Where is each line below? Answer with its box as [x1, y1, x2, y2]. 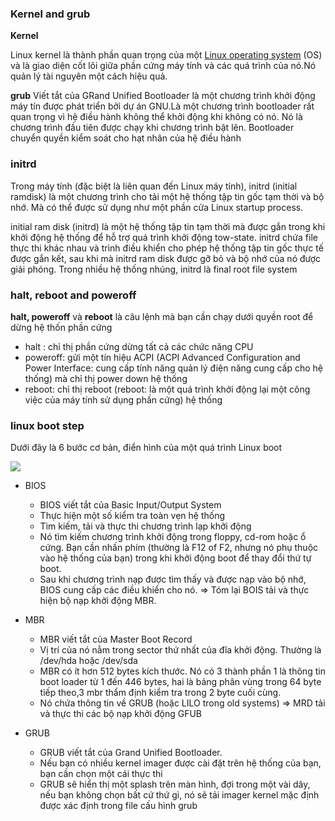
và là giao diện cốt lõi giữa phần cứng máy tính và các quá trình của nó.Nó [10, 60, 317, 72]
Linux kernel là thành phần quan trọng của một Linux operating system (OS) [10, 49, 323, 61]
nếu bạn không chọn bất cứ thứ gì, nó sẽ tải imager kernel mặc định [39, 789, 320, 801]
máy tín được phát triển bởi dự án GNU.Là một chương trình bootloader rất [10, 100, 315, 112]
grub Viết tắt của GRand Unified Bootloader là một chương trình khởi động [10, 90, 316, 102]
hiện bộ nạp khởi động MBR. [39, 595, 157, 607]
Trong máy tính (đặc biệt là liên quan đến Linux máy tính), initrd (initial [10, 180, 298, 192]
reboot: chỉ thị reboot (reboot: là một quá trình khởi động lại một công [24, 383, 311, 395]
